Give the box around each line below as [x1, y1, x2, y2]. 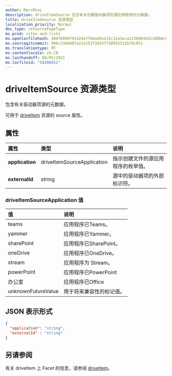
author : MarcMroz [5, 7, 42, 13]
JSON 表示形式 [5, 307, 53, 316]
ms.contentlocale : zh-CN [5, 50, 58, 55]
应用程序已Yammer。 [63, 231, 115, 238]
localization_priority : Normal [5, 21, 72, 27]
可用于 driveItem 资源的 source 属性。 [5, 112, 85, 118]
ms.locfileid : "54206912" [5, 60, 60, 65]
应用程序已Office [63, 278, 104, 285]
